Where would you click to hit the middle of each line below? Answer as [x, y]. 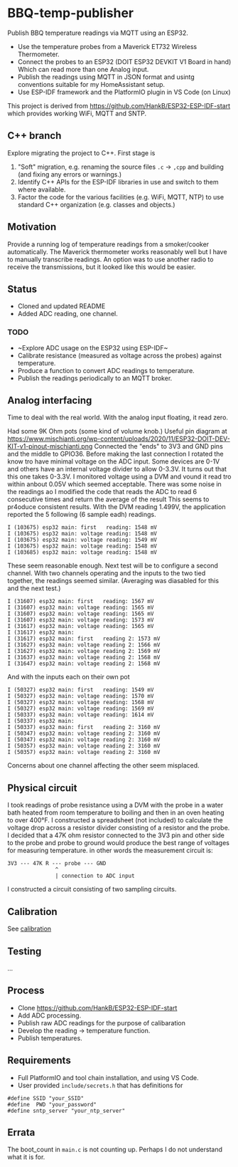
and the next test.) [34, 588]
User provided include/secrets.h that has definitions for [100, 1085]
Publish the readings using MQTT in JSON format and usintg [106, 77]
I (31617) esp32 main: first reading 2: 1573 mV [84, 639]
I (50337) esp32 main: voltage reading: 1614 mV [81, 715]
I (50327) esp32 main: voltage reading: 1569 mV [81, 709]
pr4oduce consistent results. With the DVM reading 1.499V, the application [117, 507]
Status [22, 289]
